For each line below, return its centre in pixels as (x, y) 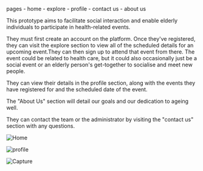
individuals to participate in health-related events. (68, 27)
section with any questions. (40, 126)
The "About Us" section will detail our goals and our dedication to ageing (98, 101)
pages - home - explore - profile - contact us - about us (76, 9)
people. (16, 71)
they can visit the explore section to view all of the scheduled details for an (100, 45)
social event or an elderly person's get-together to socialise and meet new (99, 65)
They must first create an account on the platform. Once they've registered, (101, 39)
